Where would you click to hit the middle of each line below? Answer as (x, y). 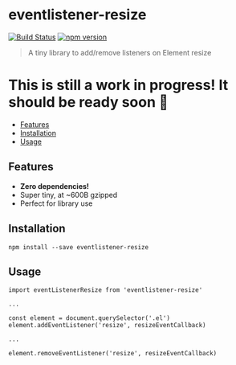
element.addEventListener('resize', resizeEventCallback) (107, 326)
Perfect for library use (56, 203)
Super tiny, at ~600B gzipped (69, 195)
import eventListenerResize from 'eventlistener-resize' (106, 290)
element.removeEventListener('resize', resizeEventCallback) (113, 354)
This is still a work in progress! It (118, 85)
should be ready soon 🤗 (88, 103)
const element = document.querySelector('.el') (90, 318)
